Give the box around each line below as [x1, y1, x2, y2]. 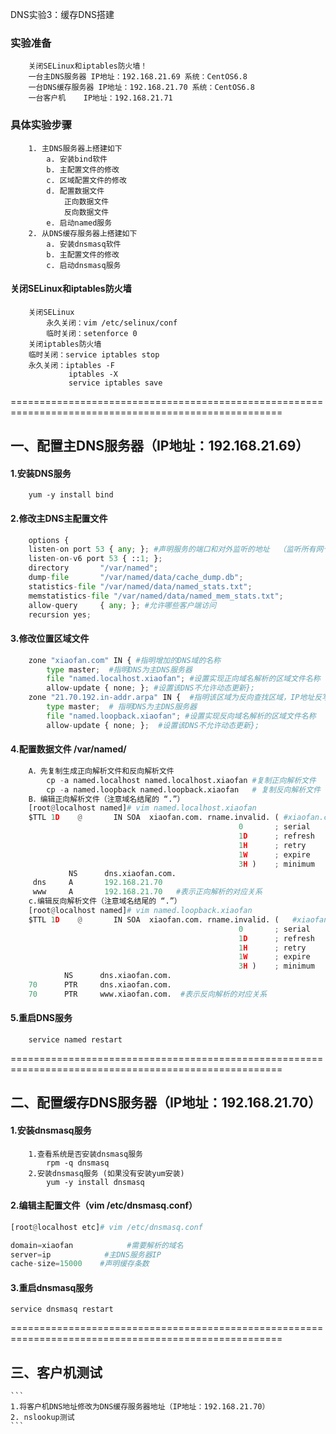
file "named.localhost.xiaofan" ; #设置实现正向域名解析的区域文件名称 [46, 674, 321, 684]
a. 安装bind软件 [46, 154, 108, 164]
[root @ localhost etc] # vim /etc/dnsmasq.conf [10, 1222, 203, 1232]
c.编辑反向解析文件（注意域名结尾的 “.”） [28, 896, 182, 907]
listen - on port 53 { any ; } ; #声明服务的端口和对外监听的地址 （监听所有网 [28, 544, 324, 555]
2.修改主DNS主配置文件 [10, 512, 108, 524]
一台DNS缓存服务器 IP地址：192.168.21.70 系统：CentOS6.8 [28, 83, 255, 93]
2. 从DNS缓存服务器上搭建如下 [28, 228, 138, 238]
